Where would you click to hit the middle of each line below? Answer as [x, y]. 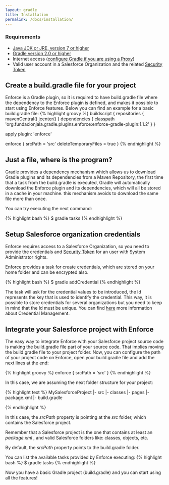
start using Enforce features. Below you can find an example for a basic [79, 108]
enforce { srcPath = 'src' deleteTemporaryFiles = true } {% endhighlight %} [83, 144]
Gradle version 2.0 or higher [42, 53]
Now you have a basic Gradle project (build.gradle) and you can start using [83, 472]
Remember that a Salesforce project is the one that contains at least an [79, 432]
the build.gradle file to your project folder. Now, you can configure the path [83, 352]
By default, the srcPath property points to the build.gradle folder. [72, 447]
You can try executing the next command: [49, 209]
